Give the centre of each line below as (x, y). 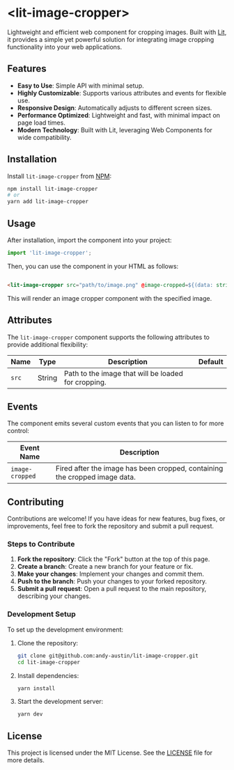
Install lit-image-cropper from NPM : (60, 176)
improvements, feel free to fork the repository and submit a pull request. (111, 526)
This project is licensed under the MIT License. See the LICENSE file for (110, 753)
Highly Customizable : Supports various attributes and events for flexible (122, 93)
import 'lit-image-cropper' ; (49, 253)
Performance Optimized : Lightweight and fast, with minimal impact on (119, 115)
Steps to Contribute (41, 544)
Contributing (36, 502)
